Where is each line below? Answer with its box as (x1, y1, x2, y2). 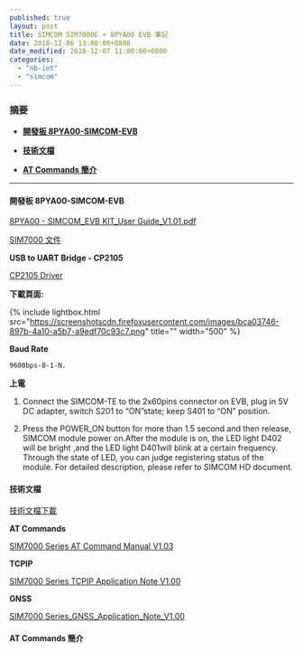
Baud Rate (9, 344, 49, 354)
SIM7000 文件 (9, 234, 61, 245)
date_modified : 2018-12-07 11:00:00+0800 (9, 47, 168, 56)
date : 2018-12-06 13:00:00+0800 (9, 38, 131, 48)
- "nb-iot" (17, 64, 59, 73)
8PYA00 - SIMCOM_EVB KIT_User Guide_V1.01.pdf (9, 216, 197, 227)
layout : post (9, 22, 59, 31)
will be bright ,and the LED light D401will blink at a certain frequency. (22, 442, 279, 453)
